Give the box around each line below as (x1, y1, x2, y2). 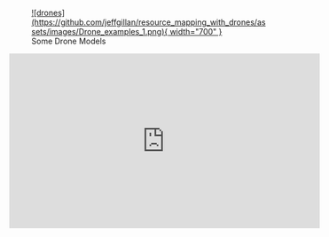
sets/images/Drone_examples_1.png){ (31, 27, 168, 36)
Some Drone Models (31, 36, 106, 46)
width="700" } (169, 27, 223, 36)
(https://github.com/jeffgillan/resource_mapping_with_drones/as (31, 17, 266, 28)
